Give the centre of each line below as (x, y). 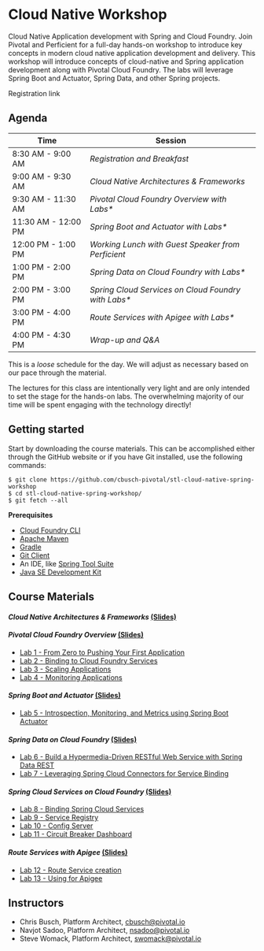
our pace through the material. (57, 373)
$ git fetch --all (38, 500)
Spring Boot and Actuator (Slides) (65, 696)
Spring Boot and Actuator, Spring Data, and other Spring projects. (114, 78)
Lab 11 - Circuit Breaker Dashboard (75, 834)
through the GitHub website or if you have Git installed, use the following (126, 457)
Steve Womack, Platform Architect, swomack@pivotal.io (110, 938)
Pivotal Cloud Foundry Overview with (158, 199)
